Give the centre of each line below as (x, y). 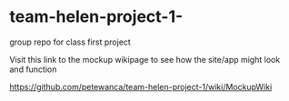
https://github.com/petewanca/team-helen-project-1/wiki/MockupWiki (141, 86)
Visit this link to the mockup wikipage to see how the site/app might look (145, 59)
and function (33, 69)
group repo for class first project (70, 42)
